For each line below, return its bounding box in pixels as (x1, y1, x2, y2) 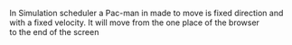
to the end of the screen (9, 27, 99, 37)
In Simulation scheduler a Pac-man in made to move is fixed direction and (9, 8, 284, 18)
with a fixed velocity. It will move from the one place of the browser (9, 17, 260, 28)
